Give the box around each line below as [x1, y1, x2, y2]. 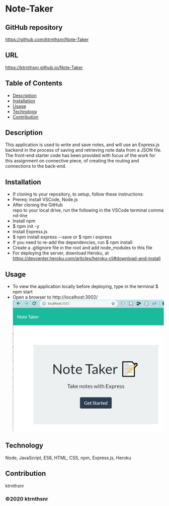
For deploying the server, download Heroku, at [12, 250, 109, 256]
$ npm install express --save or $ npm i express [12, 234, 112, 240]
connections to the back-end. [5, 163, 66, 169]
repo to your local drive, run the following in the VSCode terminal [12, 207, 147, 213]
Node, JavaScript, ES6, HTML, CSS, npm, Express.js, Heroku [5, 455, 132, 461]
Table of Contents [5, 79, 63, 88]
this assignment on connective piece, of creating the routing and [5, 158, 139, 164]
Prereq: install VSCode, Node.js [12, 197, 78, 203]
